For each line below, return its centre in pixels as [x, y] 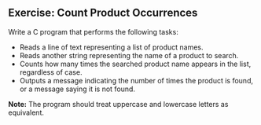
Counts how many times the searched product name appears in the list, [135, 64]
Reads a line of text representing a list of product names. [111, 47]
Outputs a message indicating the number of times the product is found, [136, 80]
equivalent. [26, 112]
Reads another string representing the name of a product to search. [129, 55]
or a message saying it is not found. [77, 89]
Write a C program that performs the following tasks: [93, 31]
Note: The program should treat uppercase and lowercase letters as [118, 104]
